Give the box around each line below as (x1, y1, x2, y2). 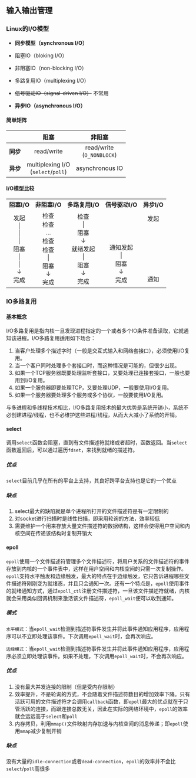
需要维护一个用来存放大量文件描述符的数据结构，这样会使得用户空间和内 (14, 522, 190, 529)
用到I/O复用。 (14, 377, 48, 384)
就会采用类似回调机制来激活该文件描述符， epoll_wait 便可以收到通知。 (6, 594, 177, 602)
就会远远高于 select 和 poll (14, 712, 78, 720)
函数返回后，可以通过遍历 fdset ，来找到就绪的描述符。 (6, 446, 138, 453)
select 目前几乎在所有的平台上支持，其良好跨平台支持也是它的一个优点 (6, 477, 177, 484)
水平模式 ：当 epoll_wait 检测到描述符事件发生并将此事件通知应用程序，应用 (6, 625, 184, 632)
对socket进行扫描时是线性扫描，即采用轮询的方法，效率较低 (14, 515, 160, 522)
